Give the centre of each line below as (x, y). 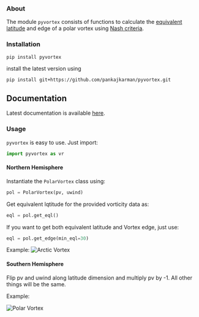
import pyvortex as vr (35, 154)
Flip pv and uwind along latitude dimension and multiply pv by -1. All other (99, 278)
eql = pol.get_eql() (33, 215)
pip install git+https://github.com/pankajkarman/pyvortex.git (89, 80)
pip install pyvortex (34, 57)
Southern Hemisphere (35, 264)
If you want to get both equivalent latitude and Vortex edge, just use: (93, 227)
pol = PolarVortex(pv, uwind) (45, 192)
